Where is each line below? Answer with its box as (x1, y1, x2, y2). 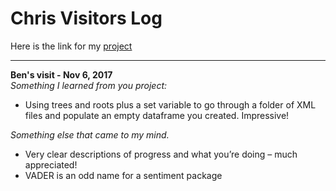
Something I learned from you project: (10, 79, 168, 91)
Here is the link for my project (10, 40, 133, 52)
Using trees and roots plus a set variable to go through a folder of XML (24, 98, 317, 111)
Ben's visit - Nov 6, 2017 (10, 68, 113, 81)
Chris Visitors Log (10, 7, 163, 30)
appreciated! (24, 158, 78, 171)
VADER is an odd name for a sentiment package (24, 169, 223, 181)
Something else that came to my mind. (10, 128, 170, 141)
